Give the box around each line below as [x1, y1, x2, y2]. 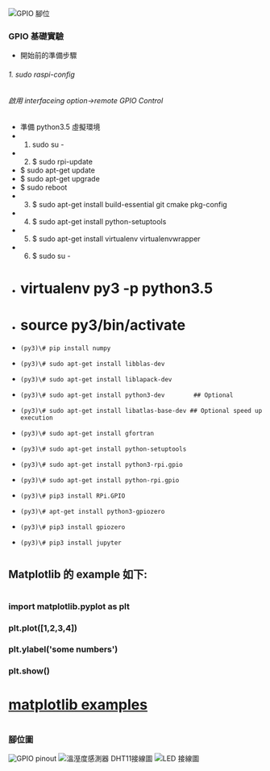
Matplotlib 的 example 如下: [8, 568, 147, 581]
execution [19, 414, 54, 423]
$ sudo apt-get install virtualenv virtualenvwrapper [31, 234, 201, 244]
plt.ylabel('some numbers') [8, 644, 118, 655]
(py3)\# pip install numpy [19, 344, 111, 352]
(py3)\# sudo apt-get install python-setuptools [19, 445, 187, 453]
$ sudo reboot [19, 182, 68, 193]
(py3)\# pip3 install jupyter [19, 539, 123, 548]
